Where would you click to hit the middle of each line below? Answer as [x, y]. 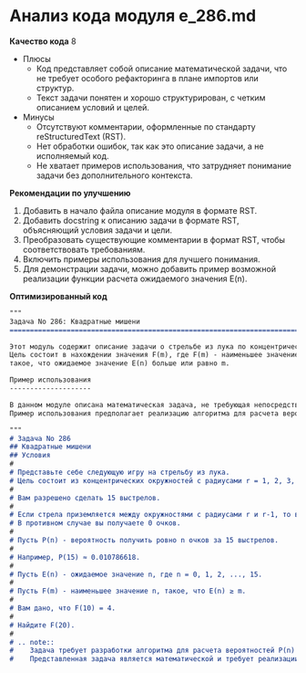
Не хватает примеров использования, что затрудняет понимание [163, 165]
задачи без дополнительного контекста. [114, 175]
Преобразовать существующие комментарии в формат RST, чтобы [153, 239]
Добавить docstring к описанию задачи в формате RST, [131, 220]
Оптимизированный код [58, 296]
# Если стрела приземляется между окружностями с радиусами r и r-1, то [150, 515]
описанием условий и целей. [93, 107]
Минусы [38, 117]
